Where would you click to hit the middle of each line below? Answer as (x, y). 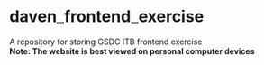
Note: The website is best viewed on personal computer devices (132, 51)
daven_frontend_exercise (107, 17)
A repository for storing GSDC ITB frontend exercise (106, 42)
